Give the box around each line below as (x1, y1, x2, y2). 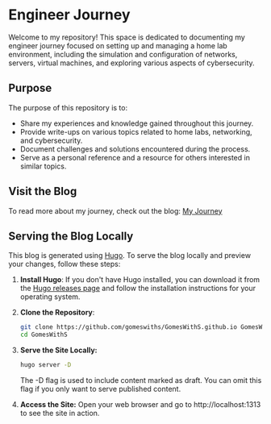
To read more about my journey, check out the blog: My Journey (8, 206, 223, 215)
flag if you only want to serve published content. (19, 385, 181, 393)
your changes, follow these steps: (8, 260, 121, 269)
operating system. (19, 292, 81, 301)
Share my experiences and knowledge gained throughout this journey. (19, 118, 254, 128)
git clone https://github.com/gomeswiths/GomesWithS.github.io (19, 323, 238, 331)
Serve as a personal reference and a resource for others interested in (19, 152, 250, 162)
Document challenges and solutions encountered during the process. (19, 143, 251, 154)
